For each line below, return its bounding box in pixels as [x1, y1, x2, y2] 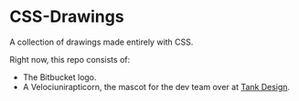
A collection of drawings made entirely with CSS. [9, 36, 194, 47]
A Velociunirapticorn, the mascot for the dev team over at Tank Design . [22, 81, 291, 92]
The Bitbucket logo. [22, 71, 98, 83]
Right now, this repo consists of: [9, 54, 131, 65]
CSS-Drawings [9, 6, 125, 27]
